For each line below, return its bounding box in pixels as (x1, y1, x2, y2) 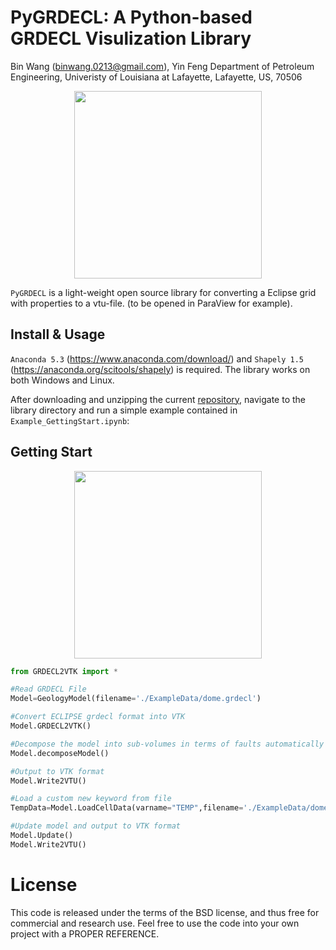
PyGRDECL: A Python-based (10, 6, 253, 29)
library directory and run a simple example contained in (10, 404, 238, 416)
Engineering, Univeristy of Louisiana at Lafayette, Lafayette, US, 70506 (10, 71, 303, 83)
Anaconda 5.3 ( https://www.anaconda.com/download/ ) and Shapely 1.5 (10, 352, 304, 365)
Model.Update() (10, 831, 74, 841)
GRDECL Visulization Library (10, 27, 252, 50)
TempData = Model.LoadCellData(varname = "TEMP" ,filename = (10, 803, 244, 813)
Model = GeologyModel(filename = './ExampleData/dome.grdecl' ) (10, 694, 262, 704)
